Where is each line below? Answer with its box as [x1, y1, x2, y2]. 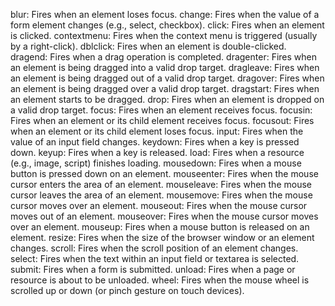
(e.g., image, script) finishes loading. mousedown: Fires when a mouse [10, 157, 302, 169]
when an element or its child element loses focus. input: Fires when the [10, 125, 304, 137]
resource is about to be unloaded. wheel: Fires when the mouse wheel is [10, 274, 310, 286]
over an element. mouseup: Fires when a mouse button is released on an [10, 221, 310, 233]
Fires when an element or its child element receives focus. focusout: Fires [10, 115, 315, 126]
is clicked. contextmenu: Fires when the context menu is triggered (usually [10, 30, 318, 41]
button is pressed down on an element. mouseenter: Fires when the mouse [10, 168, 319, 179]
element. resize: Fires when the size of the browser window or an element [10, 232, 315, 243]
